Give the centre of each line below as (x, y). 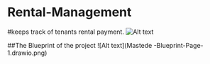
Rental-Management (70, 12)
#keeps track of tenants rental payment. (66, 32)
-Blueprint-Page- (178, 45)
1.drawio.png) (27, 53)
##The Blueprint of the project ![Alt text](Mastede (80, 45)
